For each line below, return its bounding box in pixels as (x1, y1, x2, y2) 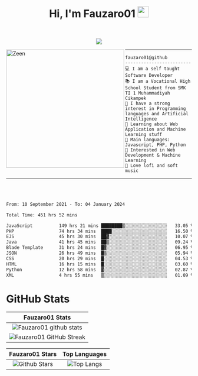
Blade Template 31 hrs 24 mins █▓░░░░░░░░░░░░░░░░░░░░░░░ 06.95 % (6, 245, 194, 251)
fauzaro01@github (125, 54, 168, 60)
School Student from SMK (125, 85, 186, 91)
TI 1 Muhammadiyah (125, 90, 170, 96)
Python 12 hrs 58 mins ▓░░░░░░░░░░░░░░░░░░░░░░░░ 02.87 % (6, 267, 194, 273)
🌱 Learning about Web (125, 121, 179, 127)
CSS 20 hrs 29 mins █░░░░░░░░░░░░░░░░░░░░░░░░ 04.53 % (6, 255, 194, 261)
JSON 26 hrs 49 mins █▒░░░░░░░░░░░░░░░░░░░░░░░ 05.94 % (6, 250, 194, 257)
